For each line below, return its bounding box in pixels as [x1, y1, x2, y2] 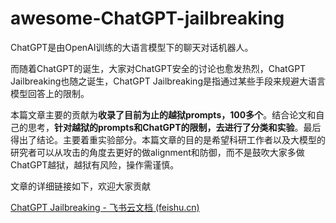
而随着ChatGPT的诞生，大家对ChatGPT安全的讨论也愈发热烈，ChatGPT [10, 62, 307, 74]
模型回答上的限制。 [10, 87, 90, 99]
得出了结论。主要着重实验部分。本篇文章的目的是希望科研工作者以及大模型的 [10, 133, 326, 146]
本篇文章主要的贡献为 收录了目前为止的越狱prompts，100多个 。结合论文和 [10, 108, 317, 121]
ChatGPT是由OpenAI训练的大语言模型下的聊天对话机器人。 [10, 41, 254, 53]
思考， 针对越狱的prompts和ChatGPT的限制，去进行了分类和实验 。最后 [27, 121, 322, 133]
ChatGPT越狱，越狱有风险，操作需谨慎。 [10, 158, 180, 171]
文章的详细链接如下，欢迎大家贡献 [10, 180, 151, 192]
